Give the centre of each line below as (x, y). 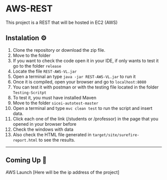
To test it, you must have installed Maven (55, 97)
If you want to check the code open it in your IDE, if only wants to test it (86, 61)
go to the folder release (37, 66)
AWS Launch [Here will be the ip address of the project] (62, 172)
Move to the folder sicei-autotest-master (56, 103)
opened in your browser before (45, 124)
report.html (25, 140)
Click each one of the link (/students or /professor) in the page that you (85, 119)
